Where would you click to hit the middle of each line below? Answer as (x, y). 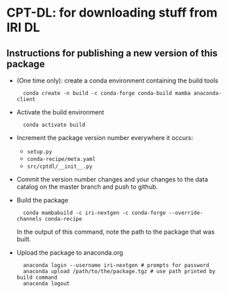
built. (24, 239)
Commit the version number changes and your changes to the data (112, 179)
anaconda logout (46, 284)
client (26, 99)
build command (37, 277)
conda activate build (54, 125)
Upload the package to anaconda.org (70, 252)
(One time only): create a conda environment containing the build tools (117, 80)
